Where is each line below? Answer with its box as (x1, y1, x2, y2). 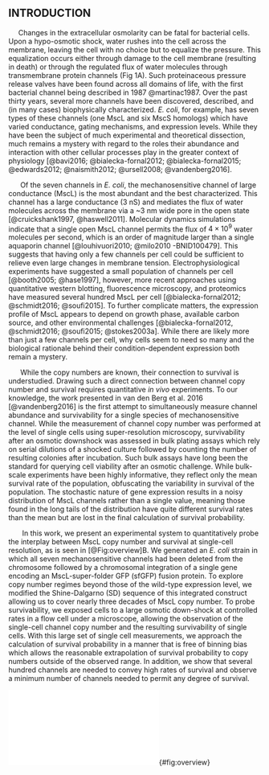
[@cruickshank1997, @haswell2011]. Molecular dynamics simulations (8, 214, 236, 223)
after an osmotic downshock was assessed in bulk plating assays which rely (8, 436, 261, 445)
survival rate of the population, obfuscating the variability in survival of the (8, 478, 255, 489)
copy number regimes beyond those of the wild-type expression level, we (8, 580, 253, 589)
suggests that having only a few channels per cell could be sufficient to (8, 249, 244, 260)
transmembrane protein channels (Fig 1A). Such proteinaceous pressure (8, 70, 247, 80)
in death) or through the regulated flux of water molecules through (8, 62, 228, 72)
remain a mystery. (8, 352, 68, 362)
